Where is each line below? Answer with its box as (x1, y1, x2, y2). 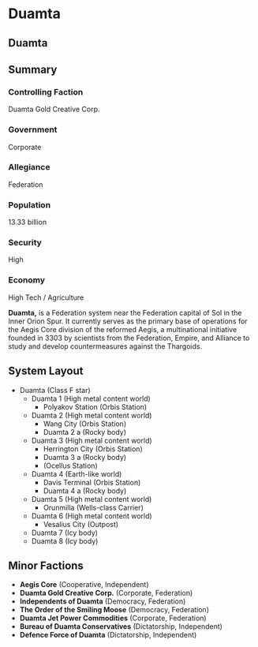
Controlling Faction (8, 86, 84, 97)
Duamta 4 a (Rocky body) (43, 486, 127, 496)
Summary (8, 62, 58, 76)
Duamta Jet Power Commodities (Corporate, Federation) (19, 613, 207, 623)
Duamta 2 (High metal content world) (31, 410, 152, 420)
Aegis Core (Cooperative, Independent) (19, 580, 149, 589)
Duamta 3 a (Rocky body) (43, 452, 127, 462)
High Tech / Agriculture (8, 293, 84, 302)
